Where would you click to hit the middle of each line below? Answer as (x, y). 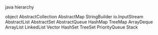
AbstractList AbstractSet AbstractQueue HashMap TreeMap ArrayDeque (79, 22)
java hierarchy (20, 7)
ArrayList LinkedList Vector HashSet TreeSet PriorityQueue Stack (72, 27)
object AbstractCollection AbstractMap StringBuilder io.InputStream (74, 17)
